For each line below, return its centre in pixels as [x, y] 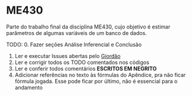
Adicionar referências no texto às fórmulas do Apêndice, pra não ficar [100, 75]
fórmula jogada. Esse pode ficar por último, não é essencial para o [96, 81]
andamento [29, 87]
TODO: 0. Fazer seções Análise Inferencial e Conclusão [74, 44]
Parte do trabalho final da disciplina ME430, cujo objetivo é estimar [88, 27]
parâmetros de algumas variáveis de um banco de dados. [77, 33]
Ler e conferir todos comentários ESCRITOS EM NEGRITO [86, 68]
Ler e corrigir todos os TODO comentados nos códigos [82, 62]
